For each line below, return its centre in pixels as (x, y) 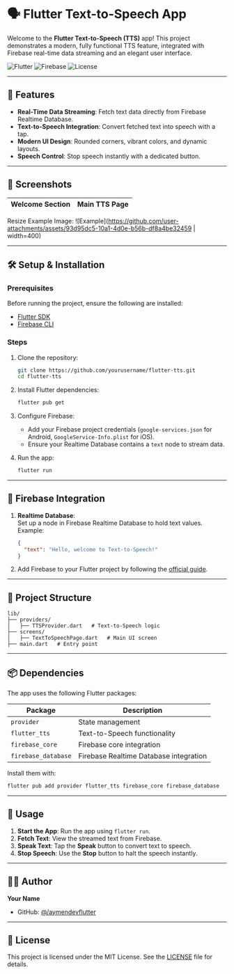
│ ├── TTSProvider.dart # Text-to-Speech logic (84, 626)
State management (109, 722)
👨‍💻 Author (30, 882)
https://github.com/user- (143, 221)
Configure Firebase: (46, 416)
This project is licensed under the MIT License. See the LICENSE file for (110, 957)
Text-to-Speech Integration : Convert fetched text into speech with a (116, 126)
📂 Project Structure (49, 598)
